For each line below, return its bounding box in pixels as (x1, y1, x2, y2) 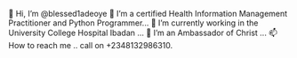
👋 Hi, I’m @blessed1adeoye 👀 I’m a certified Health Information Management (8, 9, 288, 18)
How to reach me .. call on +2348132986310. (8, 40, 173, 50)
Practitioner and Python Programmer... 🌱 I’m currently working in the (8, 18, 259, 28)
